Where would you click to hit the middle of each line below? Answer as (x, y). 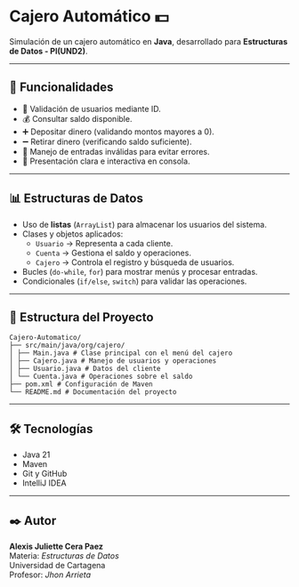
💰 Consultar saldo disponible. (77, 118)
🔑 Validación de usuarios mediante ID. (92, 109)
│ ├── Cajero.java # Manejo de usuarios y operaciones (113, 361)
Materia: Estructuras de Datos (65, 556)
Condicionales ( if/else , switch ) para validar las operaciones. (134, 281)
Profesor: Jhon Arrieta (50, 575)
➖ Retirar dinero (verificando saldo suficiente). (107, 141)
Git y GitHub (44, 474)
